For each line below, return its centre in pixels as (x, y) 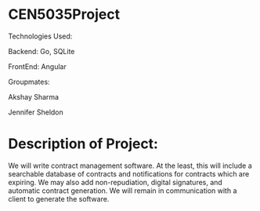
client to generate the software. (59, 198)
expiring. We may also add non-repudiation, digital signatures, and (116, 182)
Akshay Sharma (34, 96)
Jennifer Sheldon (36, 112)
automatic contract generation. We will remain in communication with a (123, 191)
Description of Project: (83, 144)
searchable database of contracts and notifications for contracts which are (129, 173)
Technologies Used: (40, 36)
